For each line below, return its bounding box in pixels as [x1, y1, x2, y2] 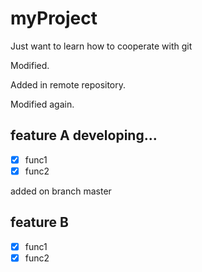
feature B [10, 214, 69, 231]
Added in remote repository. [10, 78, 127, 91]
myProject [10, 7, 98, 30]
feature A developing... [10, 127, 158, 144]
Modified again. [10, 98, 75, 110]
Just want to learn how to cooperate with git [10, 40, 193, 52]
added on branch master [10, 185, 112, 197]
